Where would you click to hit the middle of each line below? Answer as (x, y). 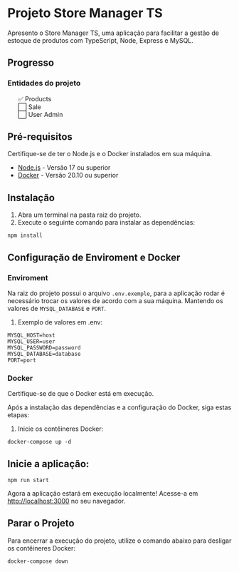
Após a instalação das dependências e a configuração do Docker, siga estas (119, 407)
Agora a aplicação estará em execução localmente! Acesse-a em (103, 494)
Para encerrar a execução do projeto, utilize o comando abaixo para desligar (119, 541)
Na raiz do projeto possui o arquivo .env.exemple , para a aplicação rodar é (116, 293)
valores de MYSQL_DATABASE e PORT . (57, 308)
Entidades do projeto (44, 83)
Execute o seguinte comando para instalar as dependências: (106, 223)
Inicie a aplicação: (48, 464)
